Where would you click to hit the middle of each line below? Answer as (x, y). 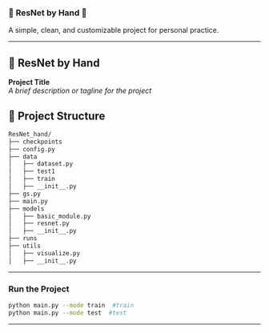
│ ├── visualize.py (44, 253)
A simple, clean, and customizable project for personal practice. (114, 30)
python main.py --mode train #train (71, 305)
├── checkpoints (35, 142)
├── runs (23, 239)
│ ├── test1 (32, 171)
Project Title (29, 82)
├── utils (25, 246)
